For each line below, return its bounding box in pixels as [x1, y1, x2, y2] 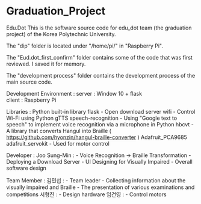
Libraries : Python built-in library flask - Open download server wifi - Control [6, 108, 196, 115]
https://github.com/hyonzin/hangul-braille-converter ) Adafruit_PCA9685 [6, 134, 188, 141]
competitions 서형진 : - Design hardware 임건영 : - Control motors [6, 191, 167, 198]
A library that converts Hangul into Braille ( [6, 127, 111, 134]
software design [6, 164, 47, 172]
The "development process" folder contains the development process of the [6, 72, 196, 79]
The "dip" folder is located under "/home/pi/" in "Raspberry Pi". [6, 42, 164, 49]
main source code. [6, 78, 53, 85]
